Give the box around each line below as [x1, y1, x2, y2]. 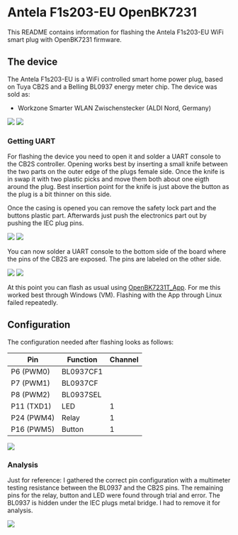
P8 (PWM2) [11, 389, 51, 399]
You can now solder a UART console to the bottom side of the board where [7, 247, 227, 256]
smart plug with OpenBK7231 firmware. [7, 35, 122, 43]
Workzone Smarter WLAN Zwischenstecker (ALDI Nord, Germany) [17, 104, 211, 112]
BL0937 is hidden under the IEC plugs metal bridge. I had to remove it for [7, 499, 221, 507]
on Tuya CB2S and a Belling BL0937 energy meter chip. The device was [7, 82, 217, 91]
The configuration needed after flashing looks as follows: [7, 337, 174, 346]
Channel [109, 355, 139, 364]
